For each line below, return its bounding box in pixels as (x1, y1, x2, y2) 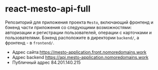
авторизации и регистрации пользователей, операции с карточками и (5, 29, 152, 35)
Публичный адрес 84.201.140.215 (12, 59, 81, 65)
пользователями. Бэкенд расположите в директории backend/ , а (5, 35, 139, 41)
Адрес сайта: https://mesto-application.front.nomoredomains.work (12, 49, 147, 55)
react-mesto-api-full (5, 3, 91, 14)
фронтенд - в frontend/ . (5, 40, 55, 45)
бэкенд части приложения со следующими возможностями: (5, 24, 132, 30)
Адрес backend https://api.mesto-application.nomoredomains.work (12, 54, 149, 60)
